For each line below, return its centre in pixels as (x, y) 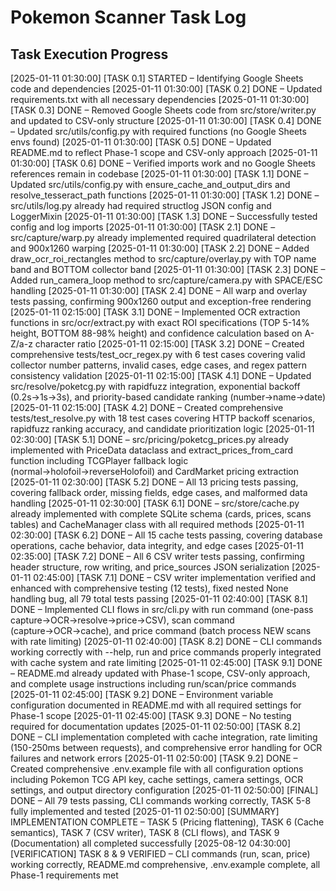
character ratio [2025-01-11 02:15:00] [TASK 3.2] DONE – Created (169, 344)
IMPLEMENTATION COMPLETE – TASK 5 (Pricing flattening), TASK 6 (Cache (167, 822)
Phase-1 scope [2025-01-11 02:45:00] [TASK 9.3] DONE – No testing (151, 715)
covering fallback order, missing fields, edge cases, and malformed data (159, 492)
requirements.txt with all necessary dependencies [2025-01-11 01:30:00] (160, 99)
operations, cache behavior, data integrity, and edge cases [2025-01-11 (157, 545)
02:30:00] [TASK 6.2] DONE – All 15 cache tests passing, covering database (166, 535)
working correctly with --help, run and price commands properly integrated (166, 652)
